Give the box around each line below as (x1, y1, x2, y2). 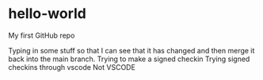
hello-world (8, 5, 87, 23)
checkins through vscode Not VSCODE (8, 62, 136, 71)
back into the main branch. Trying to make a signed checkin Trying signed (8, 54, 250, 64)
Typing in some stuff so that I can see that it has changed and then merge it (8, 45, 255, 55)
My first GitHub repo (8, 31, 75, 40)
